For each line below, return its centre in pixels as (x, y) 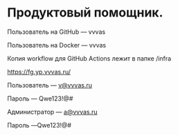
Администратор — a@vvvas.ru (53, 112)
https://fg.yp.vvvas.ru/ (39, 72)
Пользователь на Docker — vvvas (57, 45)
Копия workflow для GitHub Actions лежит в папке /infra (89, 58)
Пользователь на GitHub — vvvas (56, 32)
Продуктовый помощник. (85, 13)
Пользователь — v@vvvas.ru (50, 85)
